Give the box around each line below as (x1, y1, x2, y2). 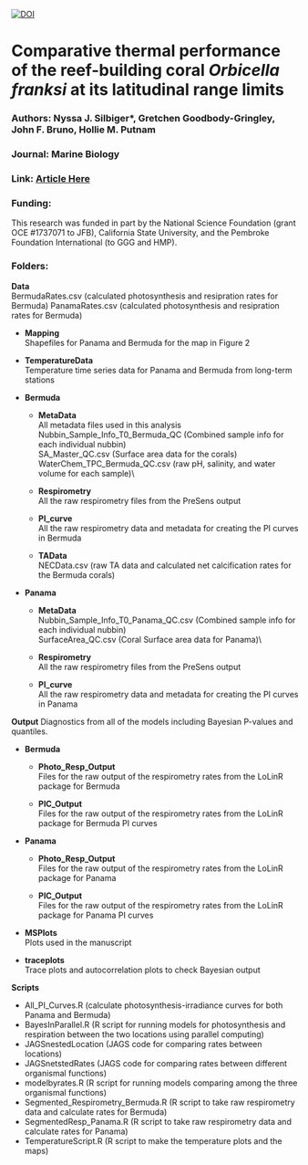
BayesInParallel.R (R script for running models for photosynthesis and (24, 1019, 286, 1030)
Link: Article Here (11, 172, 90, 184)
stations (24, 374, 55, 385)
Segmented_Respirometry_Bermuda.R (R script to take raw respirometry (24, 1097, 295, 1107)
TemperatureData (24, 354, 94, 365)
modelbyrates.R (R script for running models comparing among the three (24, 1077, 298, 1088)
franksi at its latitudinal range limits (11, 79, 284, 100)
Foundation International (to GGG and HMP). (11, 237, 178, 248)
